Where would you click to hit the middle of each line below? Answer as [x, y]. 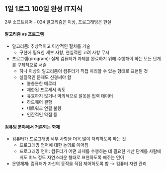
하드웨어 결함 [40, 102]
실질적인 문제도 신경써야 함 [45, 77]
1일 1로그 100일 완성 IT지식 [43, 9]
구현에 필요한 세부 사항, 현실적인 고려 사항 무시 [64, 52]
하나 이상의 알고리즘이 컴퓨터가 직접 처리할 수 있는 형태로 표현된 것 [83, 71]
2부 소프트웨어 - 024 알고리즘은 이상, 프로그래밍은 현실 [58, 22]
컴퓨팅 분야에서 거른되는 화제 [32, 127]
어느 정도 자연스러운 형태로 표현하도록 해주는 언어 [77, 158]
